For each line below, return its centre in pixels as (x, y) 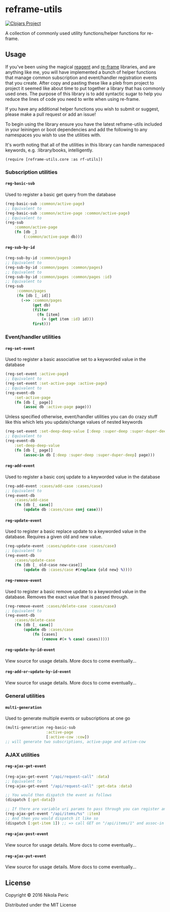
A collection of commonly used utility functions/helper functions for (76, 33)
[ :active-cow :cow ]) (68, 737)
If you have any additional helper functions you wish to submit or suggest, (82, 109)
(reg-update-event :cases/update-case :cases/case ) (61, 546)
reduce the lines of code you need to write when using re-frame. (73, 99)
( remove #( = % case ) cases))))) (75, 639)
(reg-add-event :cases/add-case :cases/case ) (54, 486)
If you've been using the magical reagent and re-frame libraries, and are (80, 66)
